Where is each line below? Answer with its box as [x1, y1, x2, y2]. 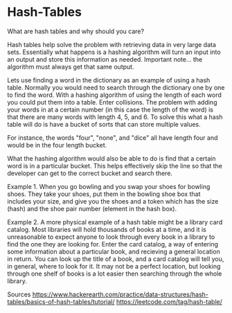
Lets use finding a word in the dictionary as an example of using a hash [7, 75, 211, 84]
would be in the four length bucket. [7, 141, 107, 149]
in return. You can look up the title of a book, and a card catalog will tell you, [7, 254, 224, 263]
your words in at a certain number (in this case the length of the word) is [7, 105, 213, 114]
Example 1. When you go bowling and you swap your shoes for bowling [7, 182, 211, 190]
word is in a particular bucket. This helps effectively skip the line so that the [7, 161, 223, 170]
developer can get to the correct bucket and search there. [7, 169, 173, 177]
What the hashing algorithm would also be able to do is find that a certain [7, 154, 216, 163]
